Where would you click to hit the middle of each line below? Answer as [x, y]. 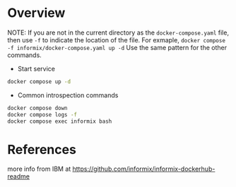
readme [19, 176]
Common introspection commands [68, 95]
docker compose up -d [39, 82]
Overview [36, 13]
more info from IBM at [39, 169]
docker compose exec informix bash [60, 121]
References [42, 149]
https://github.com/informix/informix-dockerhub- [144, 169]
